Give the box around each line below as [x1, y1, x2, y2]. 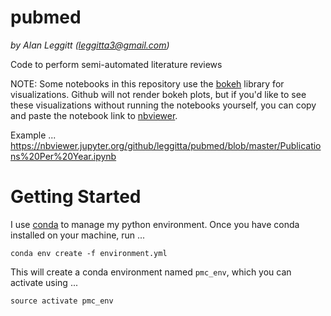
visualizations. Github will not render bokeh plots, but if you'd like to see [10, 88, 307, 100]
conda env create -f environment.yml [10, 248, 168, 258]
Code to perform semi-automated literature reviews [10, 58, 223, 70]
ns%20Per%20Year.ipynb [10, 150, 117, 162]
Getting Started [10, 186, 142, 208]
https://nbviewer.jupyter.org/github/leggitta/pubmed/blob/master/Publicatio [10, 139, 322, 151]
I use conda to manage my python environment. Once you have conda [10, 218, 300, 230]
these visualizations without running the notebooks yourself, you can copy [10, 99, 317, 111]
